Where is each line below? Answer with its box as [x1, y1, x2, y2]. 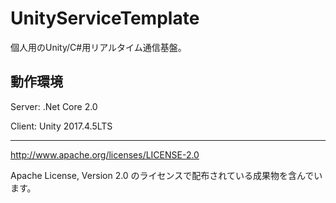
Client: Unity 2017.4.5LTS [10, 120, 113, 132]
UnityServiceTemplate [10, 7, 200, 30]
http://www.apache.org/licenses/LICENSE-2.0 [10, 148, 200, 161]
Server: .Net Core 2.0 [10, 100, 98, 112]
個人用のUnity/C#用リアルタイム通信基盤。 [10, 41, 187, 53]
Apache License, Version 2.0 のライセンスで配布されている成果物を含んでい [10, 169, 323, 181]
